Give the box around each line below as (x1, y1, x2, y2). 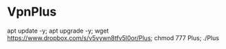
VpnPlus (7, 4, 57, 20)
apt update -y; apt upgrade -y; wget (7, 27, 109, 35)
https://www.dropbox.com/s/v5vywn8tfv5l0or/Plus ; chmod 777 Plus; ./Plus (7, 33, 220, 42)
